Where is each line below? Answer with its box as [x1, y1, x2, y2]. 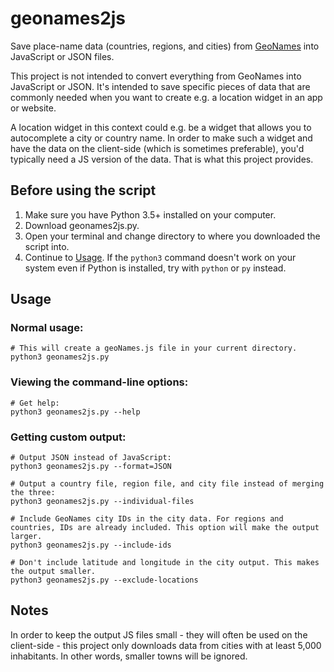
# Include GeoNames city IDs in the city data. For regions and [10, 514, 284, 524]
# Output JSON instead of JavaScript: [10, 453, 172, 463]
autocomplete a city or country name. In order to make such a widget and [10, 132, 313, 144]
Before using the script [10, 182, 157, 199]
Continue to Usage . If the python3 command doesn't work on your [24, 251, 297, 263]
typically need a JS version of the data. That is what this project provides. [10, 153, 314, 165]
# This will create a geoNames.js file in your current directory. [10, 343, 298, 354]
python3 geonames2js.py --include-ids [10, 540, 172, 551]
